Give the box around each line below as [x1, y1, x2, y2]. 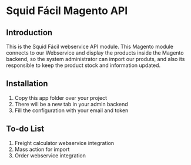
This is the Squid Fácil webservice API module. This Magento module [6, 43, 174, 50]
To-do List [6, 124, 45, 134]
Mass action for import [14, 146, 70, 153]
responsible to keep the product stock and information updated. [6, 62, 160, 69]
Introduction [6, 28, 53, 38]
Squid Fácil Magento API [6, 4, 128, 18]
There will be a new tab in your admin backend [14, 100, 128, 107]
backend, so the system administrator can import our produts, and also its [6, 56, 185, 62]
